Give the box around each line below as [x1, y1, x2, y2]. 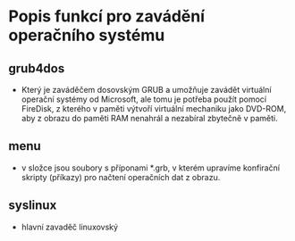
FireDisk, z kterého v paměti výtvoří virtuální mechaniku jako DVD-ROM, [21, 104, 287, 113]
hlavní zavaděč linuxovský [21, 221, 118, 232]
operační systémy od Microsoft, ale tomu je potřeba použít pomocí [21, 94, 267, 104]
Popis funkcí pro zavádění [8, 6, 206, 27]
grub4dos [8, 61, 65, 76]
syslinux [8, 198, 57, 213]
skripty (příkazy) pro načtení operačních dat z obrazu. [21, 171, 221, 182]
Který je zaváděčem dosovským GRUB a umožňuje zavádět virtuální [21, 85, 272, 95]
